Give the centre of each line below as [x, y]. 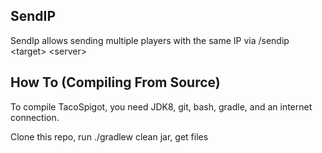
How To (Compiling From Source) [115, 82]
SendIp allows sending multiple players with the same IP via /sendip [150, 40]
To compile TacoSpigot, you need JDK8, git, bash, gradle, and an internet [161, 106]
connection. [35, 117]
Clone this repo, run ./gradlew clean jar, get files [109, 136]
